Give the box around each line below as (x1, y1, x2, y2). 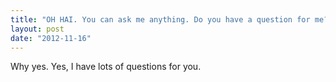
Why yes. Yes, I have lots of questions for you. (10, 61, 202, 73)
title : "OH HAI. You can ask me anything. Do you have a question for (10, 14, 311, 25)
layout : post (10, 24, 65, 34)
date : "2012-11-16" (10, 33, 92, 43)
